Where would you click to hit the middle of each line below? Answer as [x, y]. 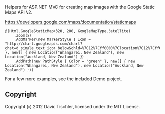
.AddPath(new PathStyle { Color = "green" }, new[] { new [74, 61]
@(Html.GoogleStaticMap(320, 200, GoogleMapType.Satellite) [68, 31]
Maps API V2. [19, 12]
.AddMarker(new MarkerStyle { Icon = [53, 39]
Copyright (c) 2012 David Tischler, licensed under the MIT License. [73, 106]
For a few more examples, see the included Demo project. [64, 79]
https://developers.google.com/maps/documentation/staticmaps [70, 22]
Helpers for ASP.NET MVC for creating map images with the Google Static [80, 7]
